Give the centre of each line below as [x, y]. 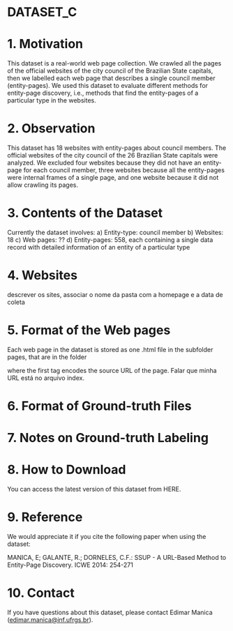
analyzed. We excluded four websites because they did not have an [104, 163]
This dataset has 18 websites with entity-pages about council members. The [117, 148]
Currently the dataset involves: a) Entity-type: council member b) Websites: [115, 232]
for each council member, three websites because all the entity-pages [124, 170]
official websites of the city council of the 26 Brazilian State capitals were [113, 155]
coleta [16, 302]
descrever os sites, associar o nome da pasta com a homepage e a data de [115, 294]
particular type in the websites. [52, 100]
